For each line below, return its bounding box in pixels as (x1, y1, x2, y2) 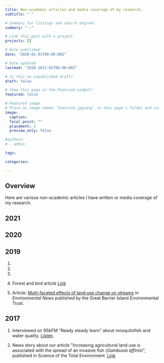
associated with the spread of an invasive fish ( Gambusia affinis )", (12, 347, 146, 353)
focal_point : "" (9, 119, 42, 124)
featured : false (5, 92, 38, 97)
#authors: (5, 137, 25, 142)
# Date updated (5, 61, 36, 66)
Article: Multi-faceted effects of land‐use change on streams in (12, 290, 139, 296)
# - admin (5, 142, 25, 147)
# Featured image (5, 101, 41, 106)
